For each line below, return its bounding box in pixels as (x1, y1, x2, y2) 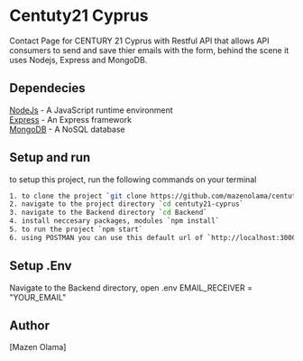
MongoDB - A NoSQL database (9, 124, 126, 134)
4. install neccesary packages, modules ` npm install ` (9, 217, 220, 226)
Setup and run (9, 150, 91, 165)
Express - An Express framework (9, 114, 133, 125)
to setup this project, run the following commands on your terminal (9, 173, 257, 185)
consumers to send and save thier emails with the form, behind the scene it (9, 44, 289, 55)
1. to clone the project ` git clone (9, 191, 147, 200)
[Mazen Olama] (9, 342, 67, 353)
